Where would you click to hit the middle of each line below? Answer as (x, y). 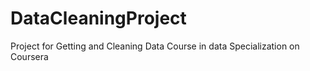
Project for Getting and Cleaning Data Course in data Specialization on (155, 46)
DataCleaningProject (98, 18)
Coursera (29, 56)
